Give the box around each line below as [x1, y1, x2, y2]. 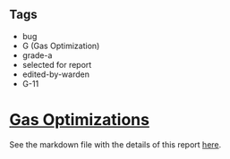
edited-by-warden [21, 69, 89, 79]
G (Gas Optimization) [21, 40, 100, 51]
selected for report [21, 59, 92, 70]
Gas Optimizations [9, 110, 150, 130]
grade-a [21, 49, 53, 61]
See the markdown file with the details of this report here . [9, 138, 222, 150]
